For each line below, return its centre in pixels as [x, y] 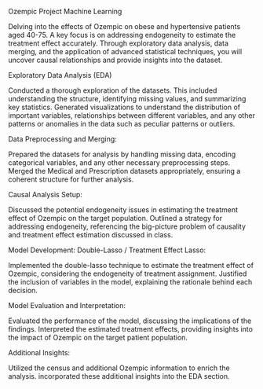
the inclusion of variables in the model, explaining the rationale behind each [130, 282]
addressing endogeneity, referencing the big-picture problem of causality [127, 226]
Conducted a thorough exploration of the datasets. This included [113, 90]
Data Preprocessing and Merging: [63, 139]
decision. [23, 290]
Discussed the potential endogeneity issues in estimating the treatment [123, 210]
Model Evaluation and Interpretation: [67, 305]
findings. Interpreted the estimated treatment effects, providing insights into [131, 329]
